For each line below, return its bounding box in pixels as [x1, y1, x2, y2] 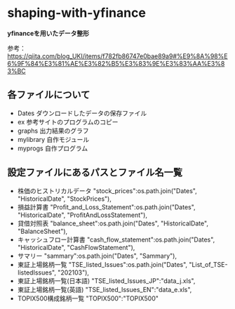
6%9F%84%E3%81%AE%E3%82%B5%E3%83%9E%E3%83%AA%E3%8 [7, 59, 225, 67]
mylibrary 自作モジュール [17, 135, 90, 143]
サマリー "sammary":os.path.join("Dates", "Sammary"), [17, 251, 177, 260]
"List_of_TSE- [189, 260, 228, 268]
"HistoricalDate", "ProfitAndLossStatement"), [17, 211, 147, 219]
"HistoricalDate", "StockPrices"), [17, 195, 112, 203]
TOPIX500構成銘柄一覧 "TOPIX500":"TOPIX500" [17, 294, 159, 303]
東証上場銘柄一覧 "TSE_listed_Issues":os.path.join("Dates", [17, 260, 188, 268]
